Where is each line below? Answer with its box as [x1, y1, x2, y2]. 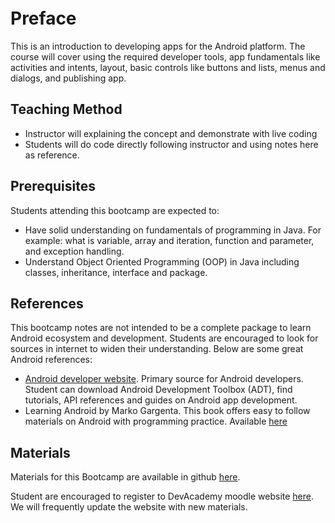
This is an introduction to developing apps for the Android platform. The [10, 40, 306, 52]
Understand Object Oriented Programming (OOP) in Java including [24, 255, 300, 268]
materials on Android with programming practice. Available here [24, 415, 288, 428]
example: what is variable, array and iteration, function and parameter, [24, 234, 315, 246]
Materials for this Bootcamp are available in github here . [10, 471, 241, 483]
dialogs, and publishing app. [10, 72, 127, 84]
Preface [10, 7, 77, 30]
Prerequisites [10, 178, 96, 195]
